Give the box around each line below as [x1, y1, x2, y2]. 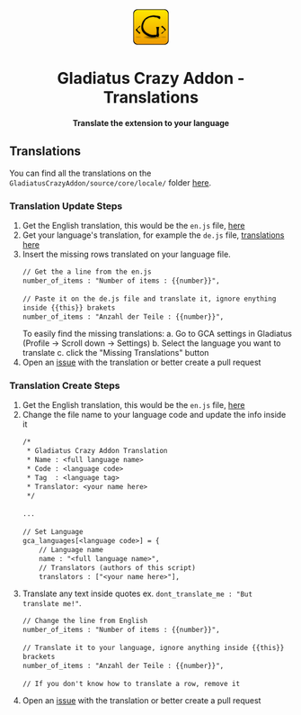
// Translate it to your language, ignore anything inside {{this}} [22, 644, 285, 653]
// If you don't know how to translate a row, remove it [22, 680, 241, 689]
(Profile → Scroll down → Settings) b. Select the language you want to [22, 338, 281, 348]
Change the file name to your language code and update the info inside [22, 410, 287, 421]
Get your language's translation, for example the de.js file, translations [22, 230, 285, 240]
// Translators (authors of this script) [39, 564, 196, 573]
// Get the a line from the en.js [22, 267, 152, 276]
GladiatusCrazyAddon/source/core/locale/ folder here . [9, 176, 212, 188]
